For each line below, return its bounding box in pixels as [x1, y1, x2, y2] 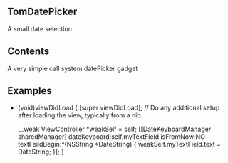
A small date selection [7, 24, 73, 33]
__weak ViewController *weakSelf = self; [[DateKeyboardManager [17, 125, 212, 134]
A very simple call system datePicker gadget [7, 64, 138, 73]
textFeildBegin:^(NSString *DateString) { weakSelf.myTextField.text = [17, 140, 222, 149]
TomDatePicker [7, 6, 78, 18]
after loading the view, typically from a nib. [17, 111, 143, 120]
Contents [7, 46, 50, 58]
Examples [7, 85, 52, 97]
